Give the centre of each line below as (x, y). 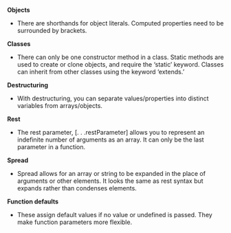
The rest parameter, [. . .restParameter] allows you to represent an (111, 132)
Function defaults (33, 201)
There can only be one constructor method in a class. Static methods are (120, 57)
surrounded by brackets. (52, 31)
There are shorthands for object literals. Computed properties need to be (120, 23)
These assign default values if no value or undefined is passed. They (115, 215)
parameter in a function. (51, 147)
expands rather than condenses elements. (77, 188)
